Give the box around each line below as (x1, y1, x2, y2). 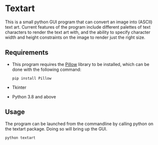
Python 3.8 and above (12, 94, 56, 99)
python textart (5, 135, 36, 140)
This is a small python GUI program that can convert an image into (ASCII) (5, 19, 153, 25)
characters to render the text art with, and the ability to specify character (5, 29, 151, 35)
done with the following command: (12, 66, 81, 72)
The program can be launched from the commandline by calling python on (5, 121, 154, 127)
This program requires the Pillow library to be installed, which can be (12, 61, 149, 67)
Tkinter (12, 84, 27, 90)
